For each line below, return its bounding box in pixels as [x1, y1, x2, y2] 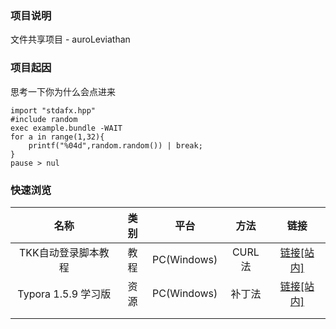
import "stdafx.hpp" [10, 105, 97, 116]
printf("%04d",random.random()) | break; [28, 140, 203, 151]
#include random [10, 114, 78, 124]
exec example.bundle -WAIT [10, 123, 123, 133]
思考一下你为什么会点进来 [10, 85, 116, 97]
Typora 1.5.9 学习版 [17, 287, 112, 301]
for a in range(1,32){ [10, 132, 105, 142]
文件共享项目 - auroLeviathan [10, 33, 131, 46]
